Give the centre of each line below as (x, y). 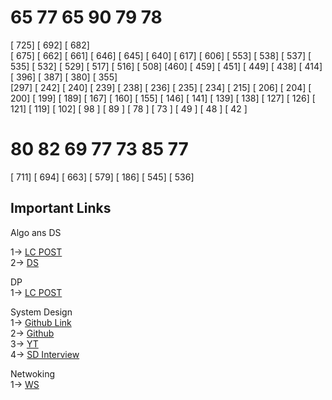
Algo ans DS (36, 232)
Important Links (61, 208)
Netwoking (33, 373)
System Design (41, 312)
